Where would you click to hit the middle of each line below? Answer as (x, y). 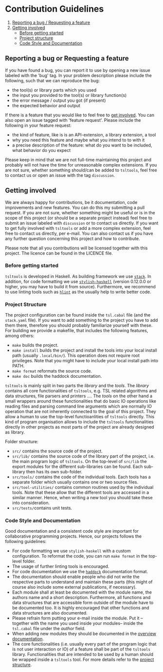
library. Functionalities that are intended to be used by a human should (82, 654)
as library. (15, 432)
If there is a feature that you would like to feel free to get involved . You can (80, 115)
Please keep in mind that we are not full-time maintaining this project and (78, 160)
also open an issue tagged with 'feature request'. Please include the (73, 120)
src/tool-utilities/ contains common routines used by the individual (83, 487)
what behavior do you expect (41, 150)
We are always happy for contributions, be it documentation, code (71, 202)
